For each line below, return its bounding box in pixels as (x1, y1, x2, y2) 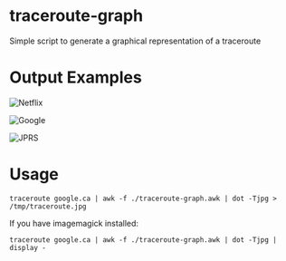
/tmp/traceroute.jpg (9, 201, 88, 211)
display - (9, 243, 47, 252)
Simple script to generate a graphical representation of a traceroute (9, 35, 262, 46)
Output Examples (9, 67, 142, 88)
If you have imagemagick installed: (9, 217, 138, 228)
